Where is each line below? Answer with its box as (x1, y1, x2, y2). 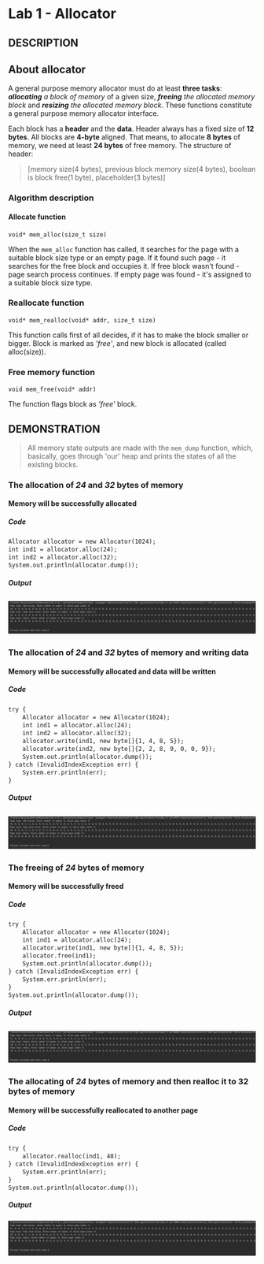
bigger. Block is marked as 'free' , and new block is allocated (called (8, 338, 226, 348)
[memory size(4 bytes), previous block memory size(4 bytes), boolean (27, 165, 256, 174)
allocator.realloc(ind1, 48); (22, 1152, 122, 1160)
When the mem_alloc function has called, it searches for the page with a (8, 244, 240, 254)
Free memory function (8, 366, 96, 377)
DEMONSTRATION (8, 422, 101, 436)
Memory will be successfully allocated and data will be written (8, 667, 216, 676)
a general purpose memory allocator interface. (8, 109, 159, 118)
